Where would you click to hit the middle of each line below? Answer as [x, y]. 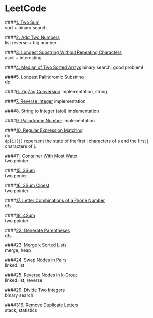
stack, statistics [21, 310]
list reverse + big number [31, 42]
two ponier [16, 176]
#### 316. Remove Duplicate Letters [42, 305]
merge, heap [18, 250]
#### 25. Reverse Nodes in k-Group [41, 275]
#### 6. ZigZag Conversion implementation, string [56, 91]
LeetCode [26, 9]
